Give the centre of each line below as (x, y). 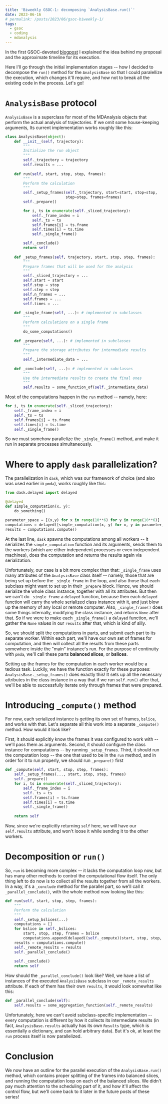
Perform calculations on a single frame (66, 322)
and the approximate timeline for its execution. (53, 57)
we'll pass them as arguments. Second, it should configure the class (75, 745)
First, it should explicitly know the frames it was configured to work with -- (82, 739)
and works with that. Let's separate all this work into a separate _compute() (82, 724)
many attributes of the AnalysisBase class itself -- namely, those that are (79, 575)
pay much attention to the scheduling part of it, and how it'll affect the (77, 1086)
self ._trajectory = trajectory (56, 160)
